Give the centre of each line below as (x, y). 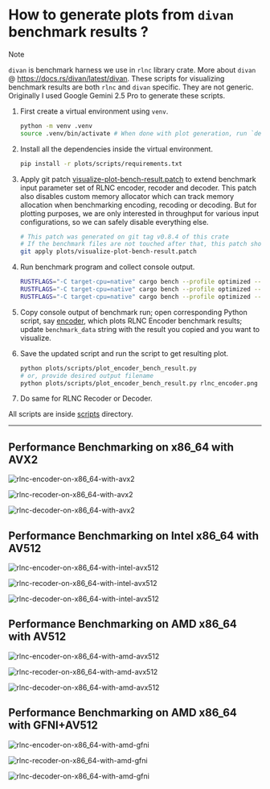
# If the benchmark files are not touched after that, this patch (133, 244)
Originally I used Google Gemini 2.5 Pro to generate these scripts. (117, 95)
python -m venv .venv (56, 126)
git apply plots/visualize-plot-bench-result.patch (108, 251)
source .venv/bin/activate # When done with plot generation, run (133, 133)
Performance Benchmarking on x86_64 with (121, 447)
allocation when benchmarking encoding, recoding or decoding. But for (138, 205)
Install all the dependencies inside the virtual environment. (116, 149)
